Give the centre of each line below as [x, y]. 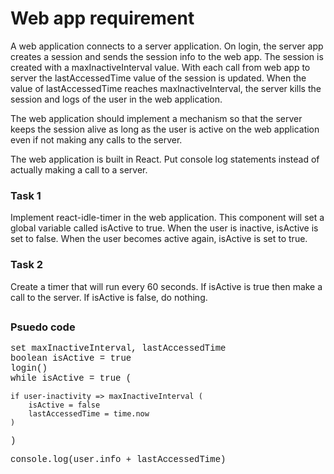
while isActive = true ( [71, 378]
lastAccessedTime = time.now [89, 414]
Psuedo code [43, 327]
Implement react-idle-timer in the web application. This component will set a [167, 218]
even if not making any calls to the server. [96, 139]
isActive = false [64, 405]
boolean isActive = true [71, 358]
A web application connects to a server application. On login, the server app [167, 46]
